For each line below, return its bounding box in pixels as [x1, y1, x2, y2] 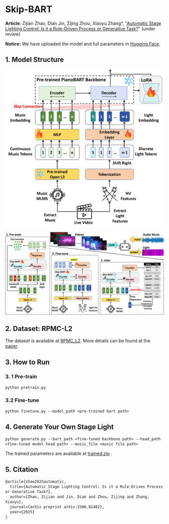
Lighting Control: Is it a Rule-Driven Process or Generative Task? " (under [5, 25, 156, 31]
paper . [5, 343, 19, 349]
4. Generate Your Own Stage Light [5, 422, 114, 431]
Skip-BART [5, 4, 53, 15]
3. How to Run [5, 358, 50, 366]
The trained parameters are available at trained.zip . [5, 451, 113, 457]
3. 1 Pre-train [5, 373, 37, 380]
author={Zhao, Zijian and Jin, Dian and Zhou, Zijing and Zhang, [10, 494, 150, 500]
